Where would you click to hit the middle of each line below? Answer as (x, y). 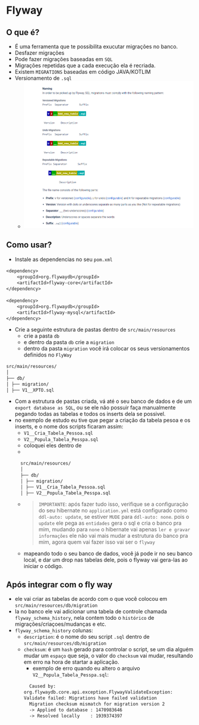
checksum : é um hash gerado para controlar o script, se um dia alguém (108, 650)
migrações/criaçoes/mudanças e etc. (61, 624)
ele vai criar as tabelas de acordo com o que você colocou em (91, 599)
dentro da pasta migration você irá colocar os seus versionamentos (107, 348)
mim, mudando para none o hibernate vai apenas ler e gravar (114, 529)
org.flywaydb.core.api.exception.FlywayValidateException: (98, 692)
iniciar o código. (43, 566)
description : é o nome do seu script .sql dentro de (87, 637)
